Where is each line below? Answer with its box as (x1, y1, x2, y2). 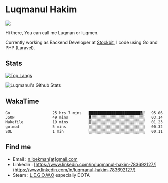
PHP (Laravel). (5, 44, 35, 51)
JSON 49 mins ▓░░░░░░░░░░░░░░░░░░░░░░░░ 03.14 (5, 115, 163, 120)
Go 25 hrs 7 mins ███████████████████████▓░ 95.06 (5, 110, 163, 115)
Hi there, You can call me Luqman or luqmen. (5, 29, 99, 36)
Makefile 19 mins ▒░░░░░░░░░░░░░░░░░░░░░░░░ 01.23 (5, 120, 163, 125)
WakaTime (5, 97, 39, 106)
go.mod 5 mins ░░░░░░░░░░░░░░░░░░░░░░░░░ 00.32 (5, 124, 163, 129)
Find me (5, 143, 31, 151)
